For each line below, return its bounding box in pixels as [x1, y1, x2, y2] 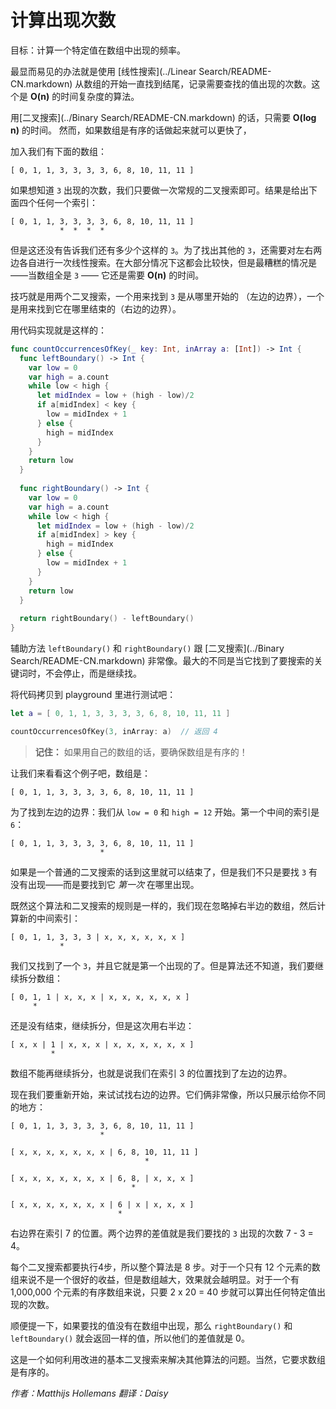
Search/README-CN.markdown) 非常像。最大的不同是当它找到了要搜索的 [10, 655, 315, 667]
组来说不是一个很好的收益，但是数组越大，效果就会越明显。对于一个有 [10, 1273, 300, 1285]
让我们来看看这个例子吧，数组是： [10, 767, 151, 779]
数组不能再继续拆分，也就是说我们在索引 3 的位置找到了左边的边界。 [10, 1067, 293, 1079]
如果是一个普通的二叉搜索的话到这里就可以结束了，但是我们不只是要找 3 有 [10, 866, 318, 878]
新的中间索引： [18, 912, 81, 924]
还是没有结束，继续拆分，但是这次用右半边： [10, 1019, 195, 1031]
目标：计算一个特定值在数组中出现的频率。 [10, 44, 186, 56]
